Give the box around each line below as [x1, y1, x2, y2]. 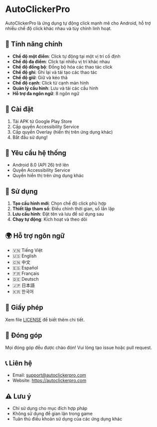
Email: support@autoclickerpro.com [12, 372, 86, 378]
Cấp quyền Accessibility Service [12, 124, 79, 130]
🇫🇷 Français [12, 270, 39, 276]
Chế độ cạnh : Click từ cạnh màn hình [12, 80, 89, 86]
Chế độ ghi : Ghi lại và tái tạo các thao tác [12, 69, 97, 75]
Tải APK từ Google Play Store [12, 118, 72, 124]
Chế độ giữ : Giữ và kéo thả [12, 74, 68, 81]
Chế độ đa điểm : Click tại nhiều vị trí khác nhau [12, 59, 110, 65]
